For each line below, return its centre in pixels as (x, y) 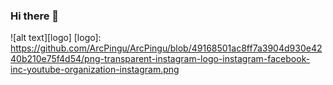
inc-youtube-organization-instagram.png (95, 70)
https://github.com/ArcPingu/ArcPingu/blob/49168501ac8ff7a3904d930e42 (166, 48)
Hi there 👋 (35, 16)
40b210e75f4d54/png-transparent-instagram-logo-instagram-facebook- (160, 59)
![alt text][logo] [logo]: (56, 38)
